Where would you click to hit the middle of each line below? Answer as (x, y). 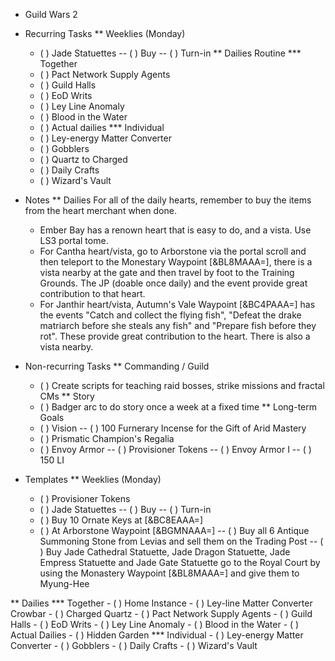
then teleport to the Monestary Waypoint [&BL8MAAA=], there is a (176, 262)
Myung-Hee (64, 583)
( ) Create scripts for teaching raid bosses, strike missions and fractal (182, 385)
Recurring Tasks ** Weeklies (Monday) (105, 33)
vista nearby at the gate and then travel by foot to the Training (167, 272)
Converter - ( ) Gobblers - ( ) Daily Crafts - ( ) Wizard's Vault (134, 645)
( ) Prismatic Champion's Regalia (107, 438)
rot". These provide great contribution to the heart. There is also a (175, 336)
